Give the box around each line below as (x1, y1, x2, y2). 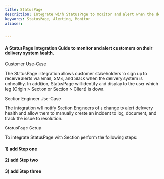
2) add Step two (5, 157, 38, 163)
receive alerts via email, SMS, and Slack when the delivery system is (5, 76, 143, 81)
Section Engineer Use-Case (5, 96, 61, 102)
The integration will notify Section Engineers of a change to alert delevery (5, 105, 153, 111)
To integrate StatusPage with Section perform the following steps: (5, 134, 138, 140)
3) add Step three (5, 168, 41, 174)
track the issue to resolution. (5, 116, 62, 122)
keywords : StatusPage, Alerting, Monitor (5, 16, 91, 21)
